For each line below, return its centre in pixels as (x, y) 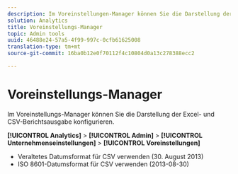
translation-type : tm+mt (44, 47)
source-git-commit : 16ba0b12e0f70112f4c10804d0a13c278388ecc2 (101, 54)
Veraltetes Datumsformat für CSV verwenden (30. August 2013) (110, 156)
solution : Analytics (38, 21)
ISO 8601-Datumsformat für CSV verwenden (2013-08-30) (103, 164)
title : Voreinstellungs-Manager (55, 27)
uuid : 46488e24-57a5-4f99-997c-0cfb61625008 (74, 40)
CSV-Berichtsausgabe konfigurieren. (61, 122)
